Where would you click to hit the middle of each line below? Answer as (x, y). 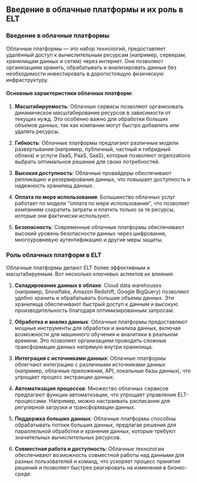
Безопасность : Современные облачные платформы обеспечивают (100, 227)
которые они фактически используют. (62, 216)
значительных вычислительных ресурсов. (68, 438)
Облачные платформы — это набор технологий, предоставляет (86, 48)
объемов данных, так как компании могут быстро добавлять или (97, 125)
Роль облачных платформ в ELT (54, 254)
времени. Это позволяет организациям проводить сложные (90, 340)
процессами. (31, 401)
